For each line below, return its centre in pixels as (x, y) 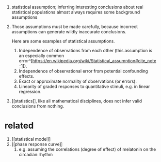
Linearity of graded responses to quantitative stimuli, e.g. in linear (84, 86)
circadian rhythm (36, 154)
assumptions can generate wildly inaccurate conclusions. (69, 32)
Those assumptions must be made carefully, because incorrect (75, 27)
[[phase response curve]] (37, 144)
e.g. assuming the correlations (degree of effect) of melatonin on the (87, 149)
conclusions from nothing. (38, 106)
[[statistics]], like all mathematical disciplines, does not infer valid (77, 101)
